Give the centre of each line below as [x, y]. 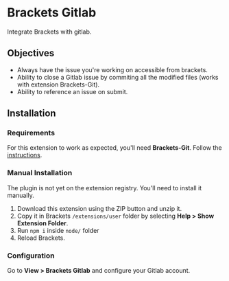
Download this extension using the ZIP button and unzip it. [99, 208]
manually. [21, 195]
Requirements [31, 133]
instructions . [25, 155]
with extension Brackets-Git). [58, 85]
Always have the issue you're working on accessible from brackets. [112, 69]
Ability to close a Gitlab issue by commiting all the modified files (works [118, 77]
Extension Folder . [43, 223]
